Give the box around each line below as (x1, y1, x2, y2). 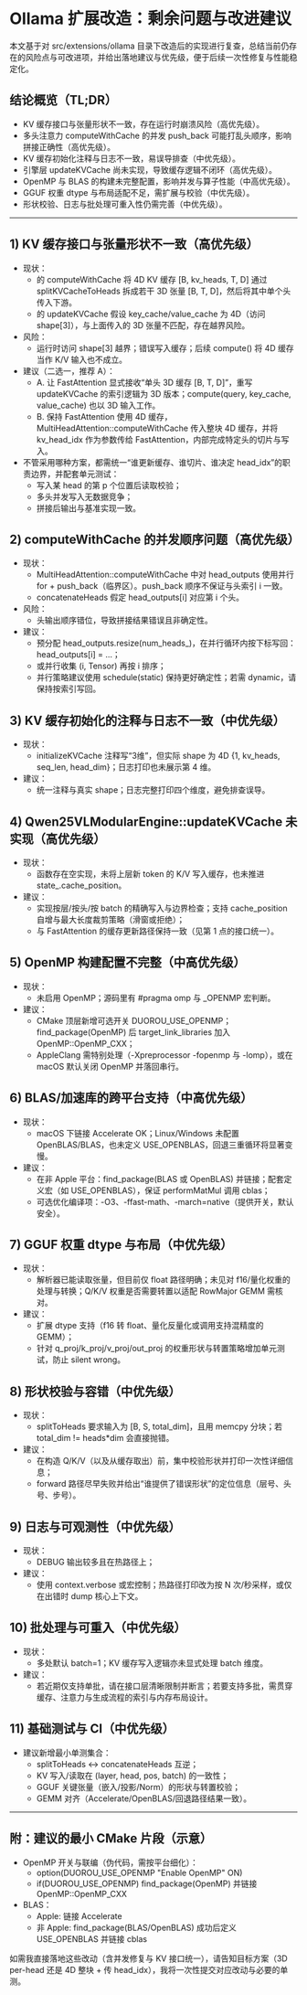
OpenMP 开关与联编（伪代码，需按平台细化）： (22, 1857, 199, 1868)
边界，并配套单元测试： (30, 468, 120, 479)
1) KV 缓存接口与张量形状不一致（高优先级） (9, 237, 259, 252)
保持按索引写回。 (36, 683, 101, 695)
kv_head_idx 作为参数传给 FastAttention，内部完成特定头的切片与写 (36, 433, 290, 444)
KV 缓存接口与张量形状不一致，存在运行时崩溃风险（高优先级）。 (22, 118, 265, 129)
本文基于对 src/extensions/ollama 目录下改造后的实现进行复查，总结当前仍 (9, 40, 290, 51)
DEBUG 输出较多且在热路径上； (36, 1556, 155, 1568)
